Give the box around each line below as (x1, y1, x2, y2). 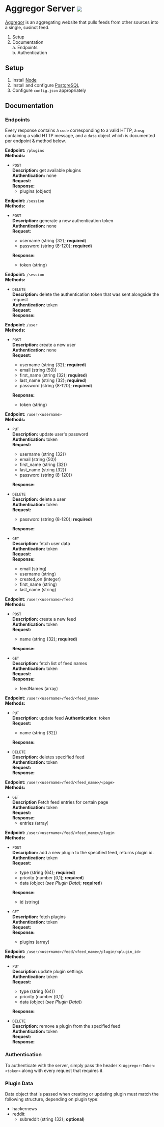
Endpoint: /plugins (5, 147, 44, 153)
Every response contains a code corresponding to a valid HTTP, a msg (5, 127, 145, 133)
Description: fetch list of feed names (12, 661, 87, 666)
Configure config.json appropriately (12, 87, 86, 93)
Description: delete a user (12, 496, 66, 502)
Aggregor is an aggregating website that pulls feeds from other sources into (5, 19, 159, 25)
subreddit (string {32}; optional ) (19, 1116, 85, 1122)
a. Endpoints (12, 44, 38, 50)
